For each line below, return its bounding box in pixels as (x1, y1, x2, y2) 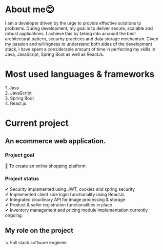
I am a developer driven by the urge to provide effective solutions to (5, 20, 142, 26)
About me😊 (5, 4, 55, 15)
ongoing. (5, 212, 23, 218)
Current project (5, 118, 69, 129)
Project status (5, 175, 39, 182)
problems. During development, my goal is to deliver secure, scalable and (5, 25, 153, 31)
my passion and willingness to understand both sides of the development (5, 41, 152, 47)
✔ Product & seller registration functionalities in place (5, 202, 112, 208)
